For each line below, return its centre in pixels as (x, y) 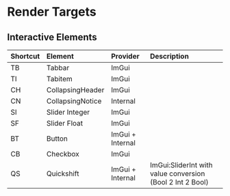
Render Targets (52, 12)
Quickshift (63, 173)
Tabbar (58, 68)
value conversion (177, 173)
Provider (125, 56)
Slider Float (65, 123)
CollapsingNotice (74, 101)
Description (169, 56)
